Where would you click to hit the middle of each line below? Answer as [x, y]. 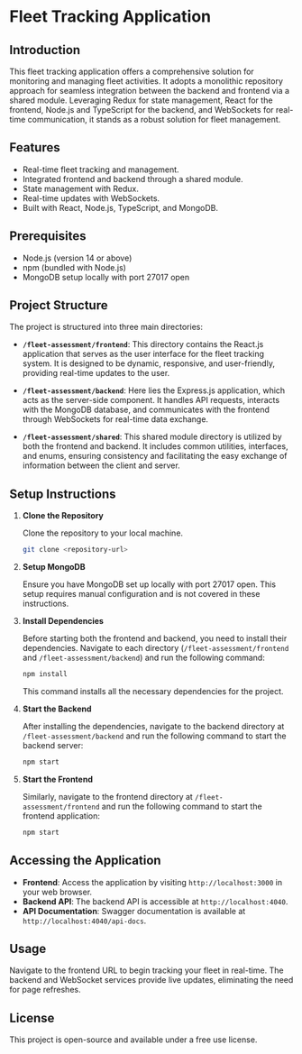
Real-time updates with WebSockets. [91, 198]
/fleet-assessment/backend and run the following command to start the [154, 736]
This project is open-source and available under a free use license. [133, 1040]
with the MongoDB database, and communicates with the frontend [146, 410]
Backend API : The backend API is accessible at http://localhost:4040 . [155, 901]
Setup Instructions [63, 494]
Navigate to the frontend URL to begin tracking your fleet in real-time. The [146, 970]
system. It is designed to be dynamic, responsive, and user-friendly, [148, 363]
